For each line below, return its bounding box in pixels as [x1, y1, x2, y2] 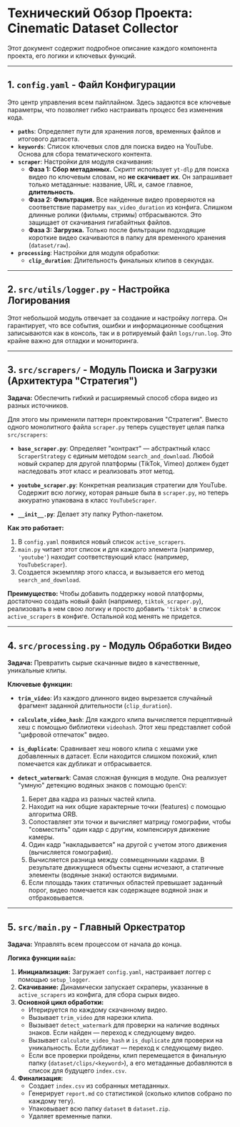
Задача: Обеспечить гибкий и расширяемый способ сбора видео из [7, 394, 218, 402]
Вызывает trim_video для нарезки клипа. [28, 1013, 154, 1021]
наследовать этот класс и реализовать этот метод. [17, 467, 175, 476]
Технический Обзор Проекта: [7, 5, 193, 21]
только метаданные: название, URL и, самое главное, [28, 180, 194, 189]
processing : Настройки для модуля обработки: [17, 248, 160, 257]
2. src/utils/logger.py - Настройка [7, 284, 170, 296]
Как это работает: [7, 524, 64, 532]
